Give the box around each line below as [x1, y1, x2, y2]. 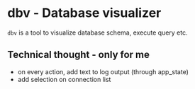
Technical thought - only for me [7, 49, 150, 61]
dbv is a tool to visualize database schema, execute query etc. [7, 28, 188, 37]
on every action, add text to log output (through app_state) [17, 67, 189, 76]
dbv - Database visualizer [7, 5, 162, 21]
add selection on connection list [17, 75, 111, 83]
